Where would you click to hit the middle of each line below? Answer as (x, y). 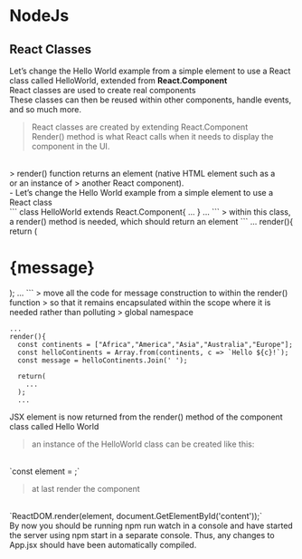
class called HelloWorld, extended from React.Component (118, 81)
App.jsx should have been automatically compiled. (103, 545)
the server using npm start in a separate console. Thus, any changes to (142, 535)
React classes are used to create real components (103, 90)
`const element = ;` (44, 471)
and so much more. (46, 109)
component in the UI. (71, 146)
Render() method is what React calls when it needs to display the (152, 136)
